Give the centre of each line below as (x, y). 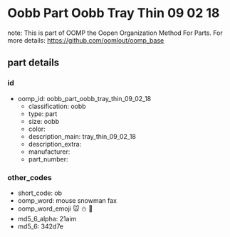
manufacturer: (49, 152)
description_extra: (55, 144)
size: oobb (43, 121)
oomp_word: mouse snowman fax (67, 200)
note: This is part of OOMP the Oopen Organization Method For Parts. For (115, 33)
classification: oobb (57, 106)
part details (33, 63)
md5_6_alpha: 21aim (47, 218)
